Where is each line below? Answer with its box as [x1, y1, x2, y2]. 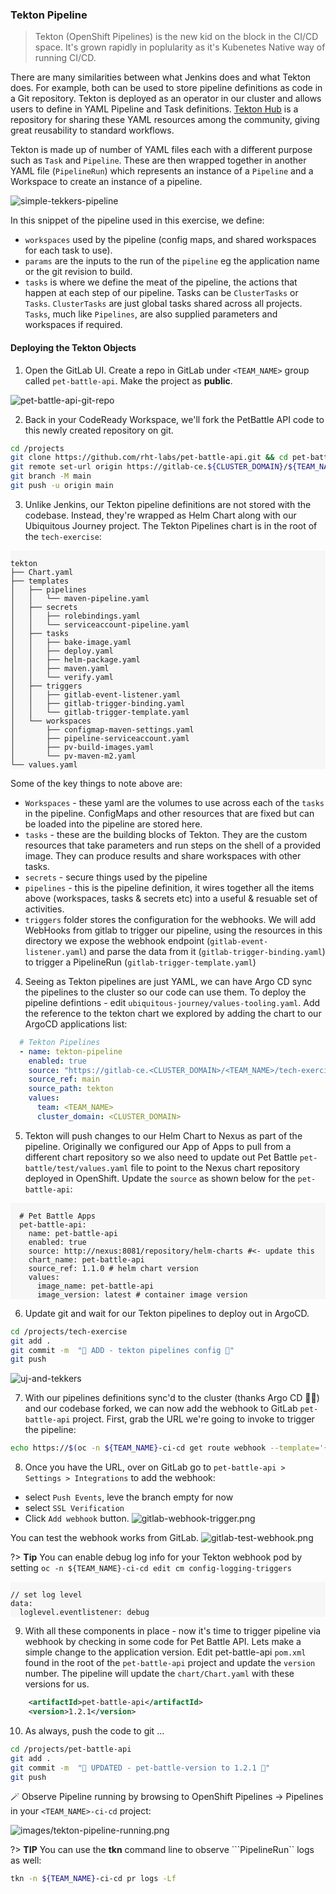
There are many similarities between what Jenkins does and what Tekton [10, 71, 312, 83]
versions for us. [24, 1678, 90, 1690]
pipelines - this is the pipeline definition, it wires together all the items [24, 881, 315, 893]
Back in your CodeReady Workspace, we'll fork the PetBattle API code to [24, 413, 325, 425]
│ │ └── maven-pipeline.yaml [10, 593, 150, 603]
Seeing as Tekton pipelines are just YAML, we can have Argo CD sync [24, 975, 313, 987]
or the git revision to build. [24, 266, 133, 278]
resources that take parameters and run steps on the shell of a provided [24, 839, 322, 851]
